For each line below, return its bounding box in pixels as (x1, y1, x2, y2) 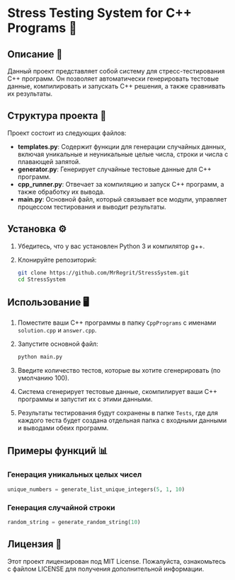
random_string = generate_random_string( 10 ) (7, 518, 141, 526)
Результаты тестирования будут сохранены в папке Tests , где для (17, 409, 218, 417)
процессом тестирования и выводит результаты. (17, 202, 166, 211)
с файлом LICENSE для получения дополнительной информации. (7, 564, 205, 573)
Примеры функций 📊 (7, 445, 108, 457)
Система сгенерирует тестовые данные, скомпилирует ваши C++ (17, 388, 217, 396)
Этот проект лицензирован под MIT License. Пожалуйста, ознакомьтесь (7, 557, 227, 565)
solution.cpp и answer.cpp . (17, 326, 97, 335)
